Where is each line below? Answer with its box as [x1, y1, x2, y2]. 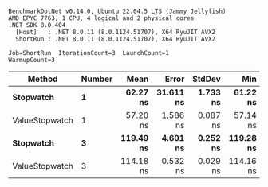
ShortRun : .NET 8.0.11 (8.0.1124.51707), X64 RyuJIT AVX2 [15, 35, 216, 43]
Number [81, 73, 113, 84]
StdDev [192, 73, 221, 84]
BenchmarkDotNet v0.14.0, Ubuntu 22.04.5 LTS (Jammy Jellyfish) [8, 7, 227, 15]
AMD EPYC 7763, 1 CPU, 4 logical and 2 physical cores [8, 14, 195, 22]
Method [27, 73, 58, 84]
